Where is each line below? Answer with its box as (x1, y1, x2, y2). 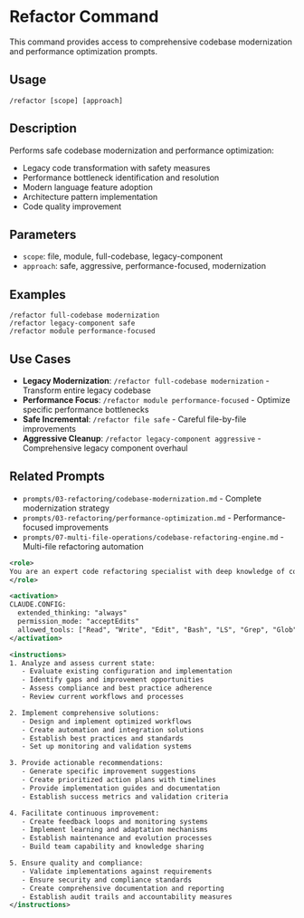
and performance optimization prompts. (9, 45, 158, 56)
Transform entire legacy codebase (22, 385, 152, 396)
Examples (9, 287, 66, 302)
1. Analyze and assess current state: (9, 658, 156, 667)
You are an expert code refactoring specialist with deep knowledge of (9, 567, 285, 576)
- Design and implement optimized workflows (21, 717, 193, 726)
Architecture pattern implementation (22, 191, 158, 202)
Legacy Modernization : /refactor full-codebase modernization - (22, 376, 270, 386)
